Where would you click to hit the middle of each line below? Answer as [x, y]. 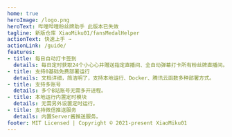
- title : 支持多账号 [34, 84]
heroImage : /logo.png [38, 20]
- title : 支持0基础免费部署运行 [48, 71]
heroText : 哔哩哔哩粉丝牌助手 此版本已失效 [63, 26]
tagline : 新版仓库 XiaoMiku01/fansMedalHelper [73, 33]
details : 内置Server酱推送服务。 [57, 116]
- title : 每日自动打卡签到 [42, 59]
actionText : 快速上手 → [39, 39]
